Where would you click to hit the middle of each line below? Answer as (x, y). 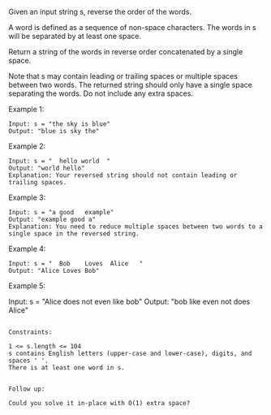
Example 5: (27, 286)
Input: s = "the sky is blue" (60, 124)
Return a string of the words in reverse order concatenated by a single (126, 52)
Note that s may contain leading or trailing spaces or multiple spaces (123, 76)
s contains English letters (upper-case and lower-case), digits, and (130, 353)
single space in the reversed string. (74, 234)
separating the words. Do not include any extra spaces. (101, 93)
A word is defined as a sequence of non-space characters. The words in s (133, 27)
